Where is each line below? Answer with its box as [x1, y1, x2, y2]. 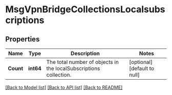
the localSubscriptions [46, 65, 100, 72]
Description [71, 50, 100, 57]
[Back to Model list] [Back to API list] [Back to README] [5, 84, 123, 90]
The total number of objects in [46, 59, 119, 65]
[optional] [128, 59, 153, 65]
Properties [5, 35, 40, 43]
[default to [128, 65, 155, 72]
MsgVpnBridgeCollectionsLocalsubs [5, 4, 165, 15]
